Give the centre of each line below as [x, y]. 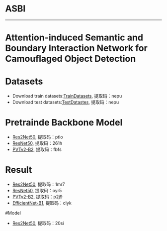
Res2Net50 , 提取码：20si [38, 223]
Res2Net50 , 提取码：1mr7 [39, 184]
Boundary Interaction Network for [76, 48]
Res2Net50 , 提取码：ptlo [38, 137]
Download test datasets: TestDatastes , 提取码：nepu [66, 102]
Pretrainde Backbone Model [64, 123]
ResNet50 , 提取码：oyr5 [37, 190]
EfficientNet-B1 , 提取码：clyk [42, 203]
